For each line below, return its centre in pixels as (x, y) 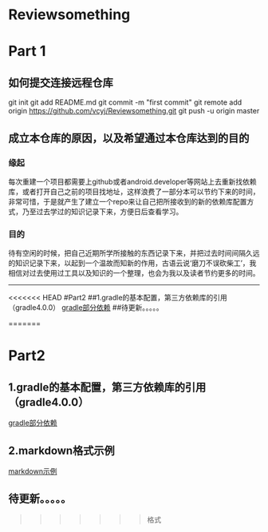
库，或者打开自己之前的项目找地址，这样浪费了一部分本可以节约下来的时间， (134, 191)
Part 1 (27, 52)
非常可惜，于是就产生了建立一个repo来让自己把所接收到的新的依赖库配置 (128, 201)
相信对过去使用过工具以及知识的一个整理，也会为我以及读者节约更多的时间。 (134, 273)
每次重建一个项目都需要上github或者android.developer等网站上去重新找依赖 (132, 181)
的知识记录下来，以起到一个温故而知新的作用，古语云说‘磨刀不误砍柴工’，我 (132, 263)
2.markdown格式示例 (61, 450)
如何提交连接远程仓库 (61, 83)
